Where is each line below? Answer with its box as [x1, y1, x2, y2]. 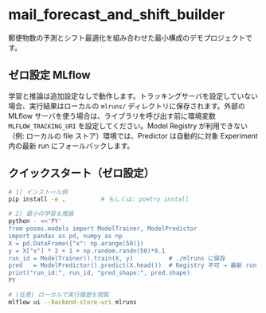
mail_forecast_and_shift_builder [8, 6, 225, 24]
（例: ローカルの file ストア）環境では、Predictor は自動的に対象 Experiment [8, 131, 258, 140]
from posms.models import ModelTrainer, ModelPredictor [8, 225, 198, 233]
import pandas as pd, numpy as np [8, 232, 123, 240]
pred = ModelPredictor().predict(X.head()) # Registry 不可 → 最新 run [8, 261, 257, 270]
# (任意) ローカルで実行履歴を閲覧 [8, 291, 110, 299]
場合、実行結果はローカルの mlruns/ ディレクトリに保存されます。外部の [8, 101, 245, 111]
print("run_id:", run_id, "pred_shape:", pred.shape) [8, 269, 191, 277]
